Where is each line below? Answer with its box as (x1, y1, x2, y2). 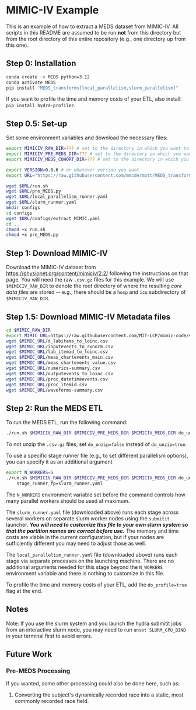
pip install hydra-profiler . (6, 102, 76, 109)
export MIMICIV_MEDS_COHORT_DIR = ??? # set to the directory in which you (6, 156, 190, 162)
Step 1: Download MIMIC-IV (6, 248, 108, 258)
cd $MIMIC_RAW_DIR (6, 327, 51, 333)
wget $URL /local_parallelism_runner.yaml (6, 194, 108, 200)
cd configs (6, 210, 33, 216)
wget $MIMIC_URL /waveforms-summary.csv (6, 387, 103, 393)
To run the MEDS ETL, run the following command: (6, 419, 128, 426)
